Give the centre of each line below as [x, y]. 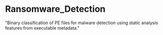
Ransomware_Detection [55, 9]
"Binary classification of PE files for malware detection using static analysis [81, 23]
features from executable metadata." [42, 28]
